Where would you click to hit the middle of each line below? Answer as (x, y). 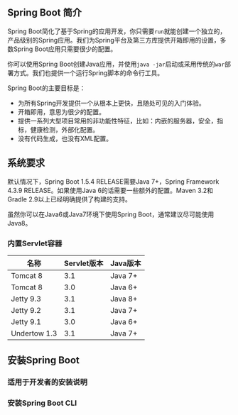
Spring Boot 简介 (44, 13)
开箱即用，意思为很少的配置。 (61, 111)
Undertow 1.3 (34, 333)
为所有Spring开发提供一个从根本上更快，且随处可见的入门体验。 (112, 103)
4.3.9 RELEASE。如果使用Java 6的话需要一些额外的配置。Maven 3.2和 (110, 190)
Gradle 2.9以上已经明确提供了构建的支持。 (69, 199)
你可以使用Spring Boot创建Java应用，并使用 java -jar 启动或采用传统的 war (116, 64)
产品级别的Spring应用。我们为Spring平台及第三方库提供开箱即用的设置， (114, 40)
